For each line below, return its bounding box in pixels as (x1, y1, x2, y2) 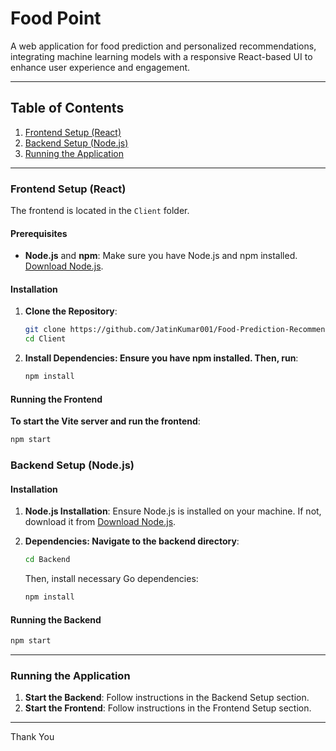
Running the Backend (10, 613, 102, 626)
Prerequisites (10, 227, 68, 239)
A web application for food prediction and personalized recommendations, (10, 40, 317, 52)
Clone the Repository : (24, 305, 118, 317)
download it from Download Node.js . (24, 516, 177, 528)
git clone (24, 325, 67, 335)
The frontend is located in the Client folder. (10, 205, 190, 217)
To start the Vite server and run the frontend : (10, 415, 201, 427)
